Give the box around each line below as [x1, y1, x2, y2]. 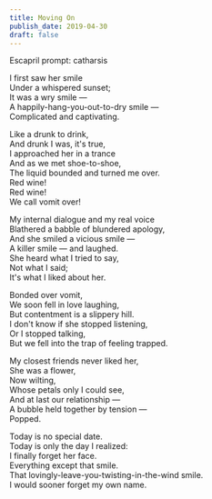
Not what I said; [9, 263, 68, 274]
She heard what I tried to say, [9, 253, 120, 264]
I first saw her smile [9, 73, 84, 84]
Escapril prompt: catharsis [9, 55, 108, 66]
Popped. [9, 414, 42, 424]
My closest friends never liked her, [9, 355, 139, 366]
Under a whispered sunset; [9, 83, 111, 94]
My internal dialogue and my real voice [9, 215, 155, 225]
